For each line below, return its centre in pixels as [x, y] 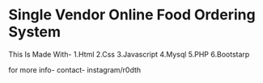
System [35, 32]
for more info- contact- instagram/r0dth [75, 69]
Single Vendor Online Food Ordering [132, 15]
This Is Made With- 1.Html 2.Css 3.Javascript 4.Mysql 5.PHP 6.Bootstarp [129, 54]
